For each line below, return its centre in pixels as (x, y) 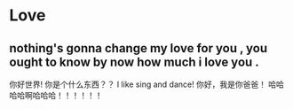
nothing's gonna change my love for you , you (139, 48)
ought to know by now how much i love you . (134, 62)
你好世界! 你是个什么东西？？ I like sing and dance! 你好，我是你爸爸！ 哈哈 (146, 84)
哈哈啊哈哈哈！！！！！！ (56, 95)
